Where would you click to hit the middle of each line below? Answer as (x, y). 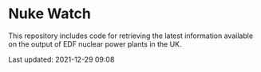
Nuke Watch (50, 14)
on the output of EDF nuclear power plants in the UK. (95, 44)
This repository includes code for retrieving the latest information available (131, 36)
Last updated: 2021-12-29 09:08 (61, 59)
